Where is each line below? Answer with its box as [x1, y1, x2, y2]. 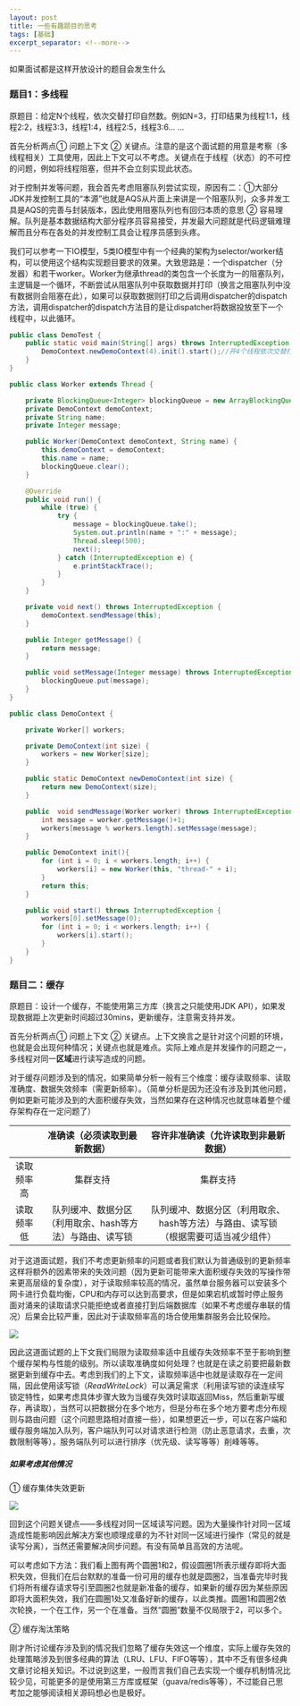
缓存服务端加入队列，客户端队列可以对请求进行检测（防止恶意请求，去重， [9, 1424, 283, 1436]
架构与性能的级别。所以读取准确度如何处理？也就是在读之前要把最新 [32, 1357, 283, 1369]
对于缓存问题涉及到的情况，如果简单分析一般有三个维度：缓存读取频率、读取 [9, 1072, 291, 1082]
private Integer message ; [25, 421, 122, 430]
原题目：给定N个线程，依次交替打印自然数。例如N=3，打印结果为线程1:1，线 [9, 110, 290, 121]
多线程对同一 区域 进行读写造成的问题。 [9, 1053, 150, 1064]
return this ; [41, 881, 90, 890]
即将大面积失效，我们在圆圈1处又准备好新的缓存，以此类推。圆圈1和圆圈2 [9, 1593, 279, 1604]
